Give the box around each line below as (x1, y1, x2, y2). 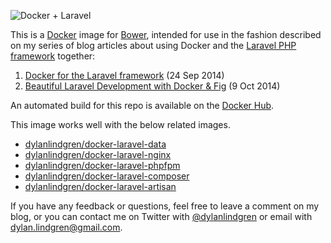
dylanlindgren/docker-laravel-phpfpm (24, 160, 181, 171)
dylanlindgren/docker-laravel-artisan (24, 181, 177, 192)
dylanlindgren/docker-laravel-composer (24, 170, 190, 182)
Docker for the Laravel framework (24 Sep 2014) (24, 70, 225, 81)
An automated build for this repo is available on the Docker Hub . (10, 100, 275, 111)
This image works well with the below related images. (10, 119, 231, 130)
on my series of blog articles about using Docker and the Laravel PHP (10, 40, 297, 51)
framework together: (10, 50, 96, 62)
